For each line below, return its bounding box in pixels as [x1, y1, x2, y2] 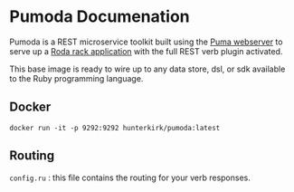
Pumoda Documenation [9, 6, 190, 27]
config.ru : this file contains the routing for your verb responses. [9, 172, 251, 183]
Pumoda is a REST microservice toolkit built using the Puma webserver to [9, 36, 283, 47]
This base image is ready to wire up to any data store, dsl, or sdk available [9, 63, 286, 74]
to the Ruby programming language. [9, 72, 144, 83]
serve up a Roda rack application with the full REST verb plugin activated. [9, 45, 283, 56]
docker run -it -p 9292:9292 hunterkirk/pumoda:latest [9, 123, 221, 132]
